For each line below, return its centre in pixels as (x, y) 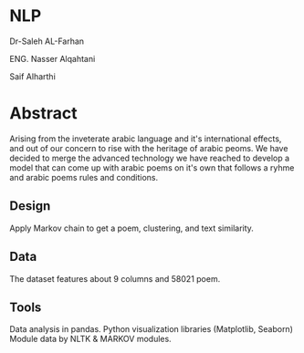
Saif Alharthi (33, 76)
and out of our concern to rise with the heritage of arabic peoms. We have (149, 148)
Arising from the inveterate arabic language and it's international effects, (146, 139)
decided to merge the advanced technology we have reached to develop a (150, 158)
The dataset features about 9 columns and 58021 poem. (115, 278)
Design (30, 206)
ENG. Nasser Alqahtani (52, 58)
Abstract (43, 114)
